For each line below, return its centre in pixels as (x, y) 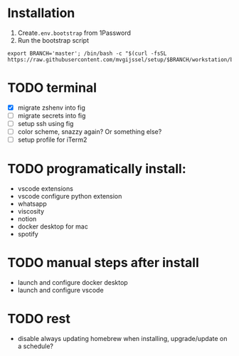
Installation (41, 13)
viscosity (31, 211)
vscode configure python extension (70, 197)
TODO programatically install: (97, 169)
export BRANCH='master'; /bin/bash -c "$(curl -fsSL (87, 53)
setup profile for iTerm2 (52, 140)
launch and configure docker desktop (73, 283)
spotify (28, 234)
